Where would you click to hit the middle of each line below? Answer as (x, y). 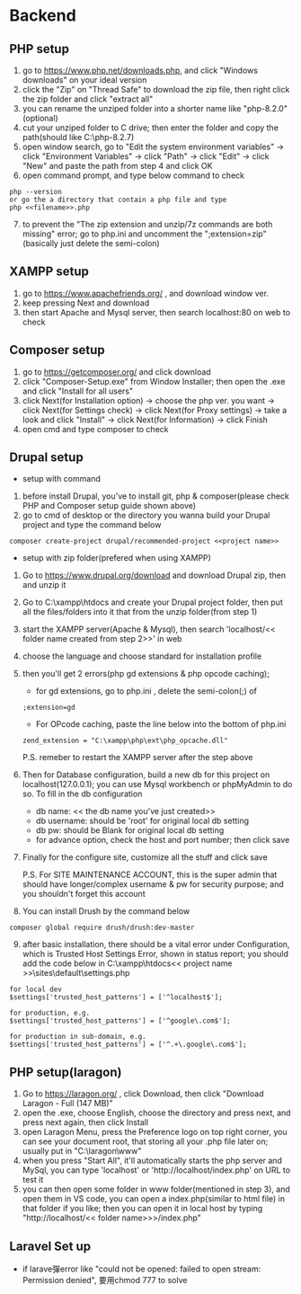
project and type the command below (92, 525)
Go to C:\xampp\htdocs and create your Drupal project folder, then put (152, 602)
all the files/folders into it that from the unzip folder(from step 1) (140, 612)
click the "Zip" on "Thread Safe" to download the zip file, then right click (156, 89)
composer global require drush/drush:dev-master (102, 928)
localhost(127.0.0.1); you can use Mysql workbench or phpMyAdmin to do (157, 784)
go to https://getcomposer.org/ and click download (116, 372)
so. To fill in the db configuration (82, 794)
